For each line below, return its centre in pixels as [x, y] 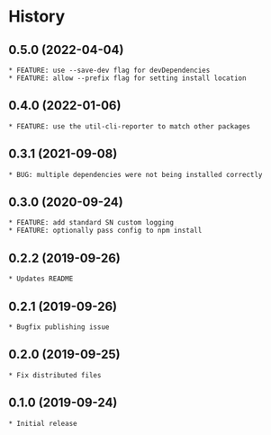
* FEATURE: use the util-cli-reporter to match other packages [130, 126]
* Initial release [43, 423]
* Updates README [41, 279]
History [37, 17]
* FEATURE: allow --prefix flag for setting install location [127, 78]
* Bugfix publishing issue [59, 327]
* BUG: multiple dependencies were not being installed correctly [135, 174]
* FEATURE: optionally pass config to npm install [105, 231]
